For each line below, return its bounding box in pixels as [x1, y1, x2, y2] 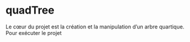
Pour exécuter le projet [5, 29, 62, 36]
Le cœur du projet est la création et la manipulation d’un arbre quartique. [5, 23, 185, 30]
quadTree [5, 4, 55, 17]
